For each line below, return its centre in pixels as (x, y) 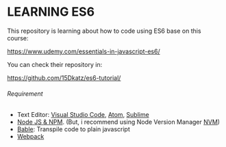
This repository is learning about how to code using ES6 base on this (104, 31)
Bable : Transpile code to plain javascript (73, 129)
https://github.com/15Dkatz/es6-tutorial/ (64, 78)
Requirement (25, 94)
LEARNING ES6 (51, 12)
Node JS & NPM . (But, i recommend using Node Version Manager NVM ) (118, 122)
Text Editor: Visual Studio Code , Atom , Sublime (83, 115)
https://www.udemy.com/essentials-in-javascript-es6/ (84, 51)
